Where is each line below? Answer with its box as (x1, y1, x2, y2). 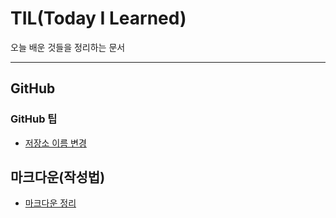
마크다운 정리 (24, 197, 77, 209)
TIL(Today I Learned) (10, 7, 187, 30)
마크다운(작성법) (10, 169, 106, 186)
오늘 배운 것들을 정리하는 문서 (10, 41, 126, 53)
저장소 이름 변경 (24, 137, 87, 149)
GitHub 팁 (10, 112, 58, 126)
